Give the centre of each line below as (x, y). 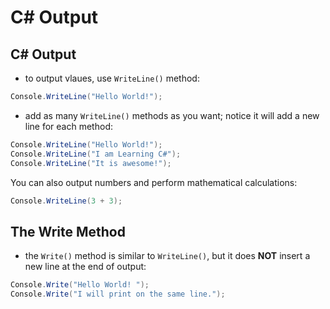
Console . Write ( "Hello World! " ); (80, 285)
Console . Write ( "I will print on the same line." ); (118, 294)
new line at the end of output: (85, 267)
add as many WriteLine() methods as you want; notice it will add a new (172, 115)
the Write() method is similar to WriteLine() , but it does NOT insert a (167, 256)
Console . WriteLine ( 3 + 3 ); (66, 201)
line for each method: (68, 126)
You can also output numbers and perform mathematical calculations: (154, 182)
